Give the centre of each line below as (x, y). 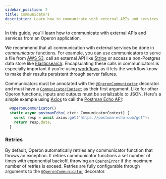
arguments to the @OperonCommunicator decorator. (55, 172)
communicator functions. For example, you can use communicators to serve (83, 53)
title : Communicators (28, 14)
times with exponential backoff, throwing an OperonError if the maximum (79, 161)
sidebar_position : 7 (27, 10)
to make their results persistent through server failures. (61, 74)
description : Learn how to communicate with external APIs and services (82, 19)
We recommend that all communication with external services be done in (80, 48)
